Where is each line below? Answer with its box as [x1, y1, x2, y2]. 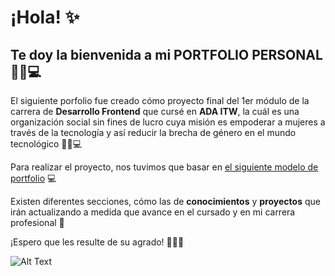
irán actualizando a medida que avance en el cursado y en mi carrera [10, 206, 296, 218]
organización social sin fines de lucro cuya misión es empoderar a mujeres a [10, 116, 326, 128]
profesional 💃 [10, 217, 65, 228]
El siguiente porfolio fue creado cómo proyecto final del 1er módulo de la [10, 95, 310, 106]
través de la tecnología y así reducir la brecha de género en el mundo [10, 127, 297, 138]
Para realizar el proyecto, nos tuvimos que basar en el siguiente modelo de [10, 161, 319, 173]
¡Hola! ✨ [10, 6, 80, 29]
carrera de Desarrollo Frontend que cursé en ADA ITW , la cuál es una [10, 106, 300, 117]
